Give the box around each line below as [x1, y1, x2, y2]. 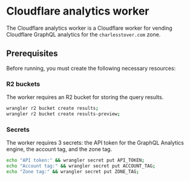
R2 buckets [6, 80, 41, 88]
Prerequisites [6, 49, 58, 59]
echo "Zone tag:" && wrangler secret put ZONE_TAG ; [6, 168, 139, 174]
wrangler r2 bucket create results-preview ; [6, 111, 120, 117]
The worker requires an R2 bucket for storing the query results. [6, 94, 164, 101]
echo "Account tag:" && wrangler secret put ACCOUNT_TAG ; [6, 163, 156, 169]
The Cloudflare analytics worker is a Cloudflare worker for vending [6, 24, 172, 32]
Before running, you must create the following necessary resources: [6, 64, 176, 72]
